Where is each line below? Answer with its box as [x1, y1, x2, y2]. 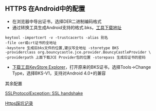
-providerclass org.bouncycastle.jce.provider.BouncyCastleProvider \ [5, 50, 151, 55]
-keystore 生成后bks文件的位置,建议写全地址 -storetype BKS [5, 45, 119, 50]
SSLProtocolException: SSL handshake [5, 90, 83, 96]
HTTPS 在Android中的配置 [5, 4, 85, 13]
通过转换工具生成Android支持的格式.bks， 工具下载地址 [12, 24, 122, 30]
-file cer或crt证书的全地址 [5, 40, 57, 45]
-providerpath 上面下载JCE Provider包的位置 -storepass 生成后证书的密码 [5, 55, 146, 60]
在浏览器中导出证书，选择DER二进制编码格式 [12, 18, 102, 24]
